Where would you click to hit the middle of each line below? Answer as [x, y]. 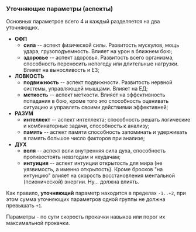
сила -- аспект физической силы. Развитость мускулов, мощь [101, 45]
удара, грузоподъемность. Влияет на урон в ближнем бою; [98, 51]
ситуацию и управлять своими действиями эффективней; [96, 108]
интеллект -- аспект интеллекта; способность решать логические [107, 120]
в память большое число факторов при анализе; [84, 138]
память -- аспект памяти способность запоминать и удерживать [105, 132]
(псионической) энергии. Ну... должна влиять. [81, 182]
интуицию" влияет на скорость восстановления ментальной [99, 176]
